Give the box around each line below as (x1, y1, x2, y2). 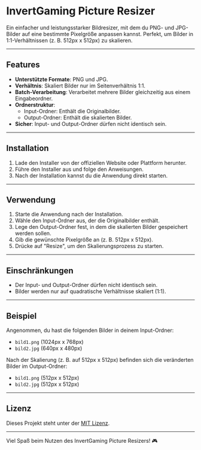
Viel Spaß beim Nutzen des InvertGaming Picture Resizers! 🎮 (6, 437, 158, 444)
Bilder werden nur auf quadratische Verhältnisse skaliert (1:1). (14, 288, 166, 295)
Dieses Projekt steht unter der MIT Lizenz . (6, 419, 110, 427)
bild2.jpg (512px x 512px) (14, 380, 80, 388)
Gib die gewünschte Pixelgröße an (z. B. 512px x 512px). (14, 236, 154, 243)
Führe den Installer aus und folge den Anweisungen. (14, 165, 144, 173)
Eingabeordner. (14, 95, 53, 102)
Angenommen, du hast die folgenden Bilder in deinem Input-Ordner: (6, 327, 174, 334)
